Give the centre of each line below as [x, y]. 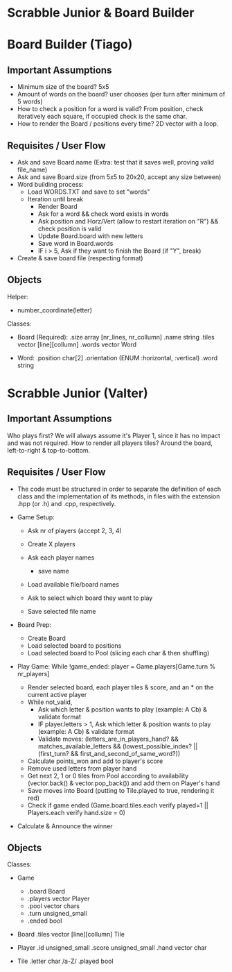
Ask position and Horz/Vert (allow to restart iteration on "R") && [128, 221]
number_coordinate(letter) [54, 310]
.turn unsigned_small [57, 914]
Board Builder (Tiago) [70, 45]
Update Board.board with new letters [90, 236]
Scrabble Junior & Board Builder [101, 13]
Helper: [18, 296]
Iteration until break [55, 199]
